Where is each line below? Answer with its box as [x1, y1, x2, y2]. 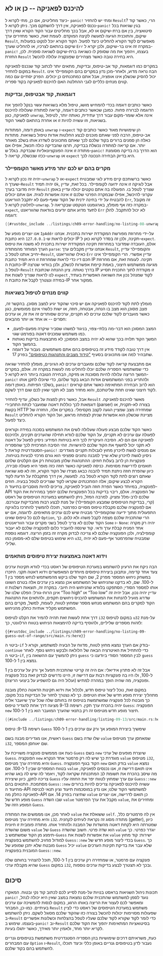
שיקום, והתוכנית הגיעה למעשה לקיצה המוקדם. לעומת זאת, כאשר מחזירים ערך [5, 33, 147, 39]
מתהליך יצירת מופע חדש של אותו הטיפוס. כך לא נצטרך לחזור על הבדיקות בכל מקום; [5, 692, 158, 697]
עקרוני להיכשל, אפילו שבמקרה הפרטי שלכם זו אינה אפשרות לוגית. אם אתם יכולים [5, 192, 153, 198]
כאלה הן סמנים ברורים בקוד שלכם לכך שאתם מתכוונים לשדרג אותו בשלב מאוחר [5, 137, 150, 143]
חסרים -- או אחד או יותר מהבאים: [5, 316, 67, 322]
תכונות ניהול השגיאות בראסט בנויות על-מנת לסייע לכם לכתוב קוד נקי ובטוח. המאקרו [5, 889, 158, 895]
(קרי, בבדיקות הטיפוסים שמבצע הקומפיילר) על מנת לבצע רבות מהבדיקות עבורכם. [5, 499, 154, 505]
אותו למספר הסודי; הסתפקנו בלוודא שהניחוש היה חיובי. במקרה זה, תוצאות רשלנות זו [5, 584, 158, 590]
